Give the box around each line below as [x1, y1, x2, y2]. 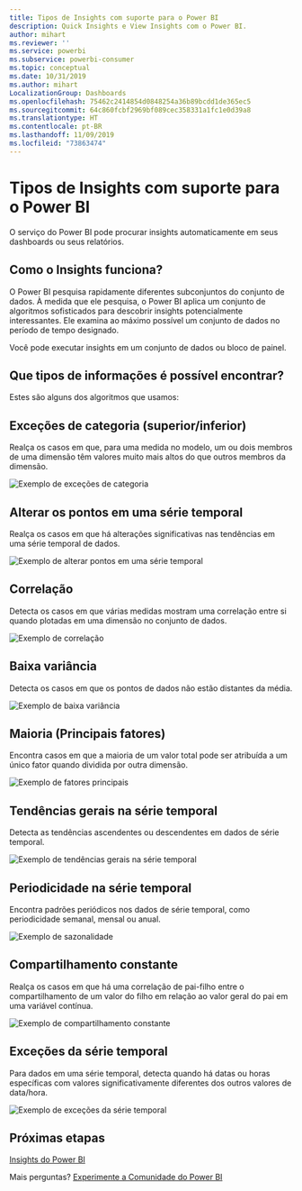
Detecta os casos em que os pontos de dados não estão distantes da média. [9, 682, 293, 694]
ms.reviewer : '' [9, 38, 70, 48]
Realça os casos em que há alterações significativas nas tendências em [9, 528, 276, 539]
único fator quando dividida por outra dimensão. [9, 759, 189, 770]
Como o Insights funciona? [9, 262, 164, 277]
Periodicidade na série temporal [9, 880, 192, 896]
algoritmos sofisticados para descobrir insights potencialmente [9, 305, 244, 316]
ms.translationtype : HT [9, 114, 99, 123]
